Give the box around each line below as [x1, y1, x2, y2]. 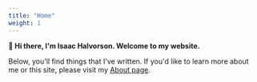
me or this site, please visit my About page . [8, 64, 151, 74]
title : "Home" [8, 11, 56, 20]
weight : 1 [8, 19, 42, 27]
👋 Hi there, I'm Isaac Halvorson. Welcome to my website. [8, 41, 200, 50]
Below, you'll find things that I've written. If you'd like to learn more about [8, 57, 250, 66]
